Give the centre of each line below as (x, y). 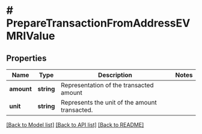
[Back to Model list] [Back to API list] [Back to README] (75, 125)
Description (115, 75)
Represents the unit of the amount (109, 102)
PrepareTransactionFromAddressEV (98, 23)
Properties (26, 58)
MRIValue (31, 36)
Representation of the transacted (108, 85)
